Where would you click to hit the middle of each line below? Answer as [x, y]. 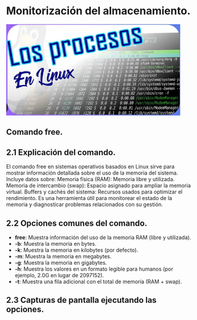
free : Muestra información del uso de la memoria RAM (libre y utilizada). [103, 237]
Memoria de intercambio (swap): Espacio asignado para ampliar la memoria [99, 186]
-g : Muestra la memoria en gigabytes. [61, 262]
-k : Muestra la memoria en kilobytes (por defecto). [76, 250]
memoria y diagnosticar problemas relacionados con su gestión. [85, 205]
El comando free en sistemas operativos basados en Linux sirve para [90, 167]
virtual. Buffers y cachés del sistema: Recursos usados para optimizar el [94, 192]
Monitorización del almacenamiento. [99, 11]
